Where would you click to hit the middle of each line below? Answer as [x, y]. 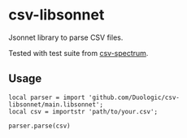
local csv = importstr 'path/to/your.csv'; [83, 111]
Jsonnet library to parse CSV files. [66, 37]
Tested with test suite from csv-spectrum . [78, 53]
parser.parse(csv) [39, 126]
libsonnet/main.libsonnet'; [56, 104]
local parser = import [47, 97]
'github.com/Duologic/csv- [134, 97]
